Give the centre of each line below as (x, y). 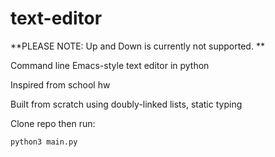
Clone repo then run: (53, 123)
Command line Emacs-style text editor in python (110, 65)
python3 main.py (44, 142)
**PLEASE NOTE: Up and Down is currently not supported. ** (137, 46)
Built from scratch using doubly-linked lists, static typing (126, 104)
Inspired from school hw (60, 84)
